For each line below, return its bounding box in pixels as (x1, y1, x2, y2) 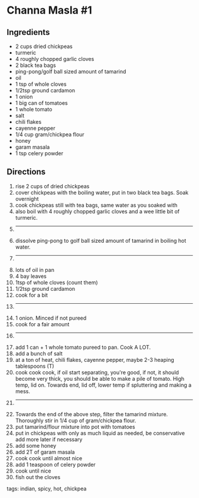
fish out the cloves (15, 473, 61, 480)
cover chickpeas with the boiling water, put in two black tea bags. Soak (15, 189, 188, 196)
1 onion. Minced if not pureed (15, 314, 87, 322)
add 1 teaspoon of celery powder (15, 461, 96, 468)
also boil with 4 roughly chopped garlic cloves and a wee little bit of (15, 208, 180, 215)
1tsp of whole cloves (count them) (15, 279, 98, 286)
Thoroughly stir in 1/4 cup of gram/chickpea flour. (15, 417, 136, 424)
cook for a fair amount (15, 320, 70, 327)
